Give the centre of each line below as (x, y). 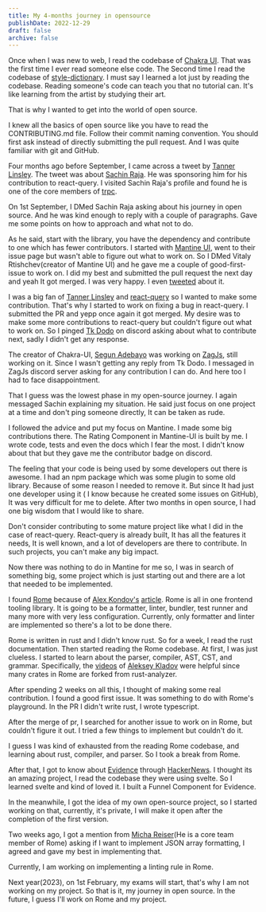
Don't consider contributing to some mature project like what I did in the (126, 526)
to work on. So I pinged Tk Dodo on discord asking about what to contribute (132, 331)
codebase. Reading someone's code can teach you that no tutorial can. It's (131, 86)
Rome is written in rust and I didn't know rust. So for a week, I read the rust (131, 640)
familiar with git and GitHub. (54, 151)
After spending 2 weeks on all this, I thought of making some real (114, 690)
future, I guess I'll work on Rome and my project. (88, 899)
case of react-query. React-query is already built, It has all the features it (127, 535)
